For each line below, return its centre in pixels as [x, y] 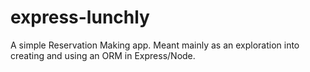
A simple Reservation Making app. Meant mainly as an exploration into [155, 45]
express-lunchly [80, 17]
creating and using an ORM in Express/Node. [103, 55]
